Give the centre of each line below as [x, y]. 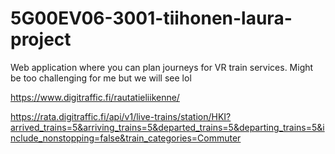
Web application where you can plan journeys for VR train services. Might [162, 67]
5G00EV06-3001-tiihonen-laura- [151, 18]
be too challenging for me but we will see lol [101, 78]
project [41, 39]
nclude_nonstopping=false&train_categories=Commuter [126, 138]
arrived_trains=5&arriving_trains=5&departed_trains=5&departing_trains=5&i [167, 127]
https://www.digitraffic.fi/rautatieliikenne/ [95, 97]
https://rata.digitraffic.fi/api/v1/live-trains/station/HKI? [121, 116]
